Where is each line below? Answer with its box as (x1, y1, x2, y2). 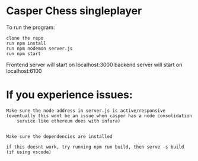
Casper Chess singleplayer (6, 4, 142, 18)
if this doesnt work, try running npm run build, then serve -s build (6, 144, 184, 150)
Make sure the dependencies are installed (6, 133, 113, 140)
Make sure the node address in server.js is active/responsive (6, 108, 166, 114)
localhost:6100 (6, 67, 42, 75)
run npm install (6, 40, 46, 46)
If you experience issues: (6, 88, 133, 102)
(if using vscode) (6, 149, 52, 155)
